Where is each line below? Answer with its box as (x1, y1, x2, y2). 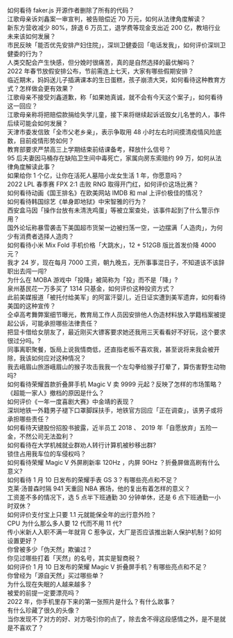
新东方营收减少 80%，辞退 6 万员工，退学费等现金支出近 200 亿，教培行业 (7, 24, 221, 31)
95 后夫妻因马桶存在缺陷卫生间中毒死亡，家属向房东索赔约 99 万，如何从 (7, 154, 216, 162)
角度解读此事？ (12, 163, 56, 170)
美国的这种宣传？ (7, 302, 56, 310)
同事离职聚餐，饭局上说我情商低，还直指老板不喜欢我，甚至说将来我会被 (7, 345, 214, 353)
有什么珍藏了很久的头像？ (7, 606, 80, 614)
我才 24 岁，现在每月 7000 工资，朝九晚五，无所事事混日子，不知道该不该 (7, 258, 219, 266)
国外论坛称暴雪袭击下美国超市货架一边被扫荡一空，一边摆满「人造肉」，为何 (7, 223, 223, 232)
